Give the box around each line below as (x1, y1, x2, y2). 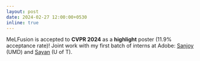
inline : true (6, 20, 39, 25)
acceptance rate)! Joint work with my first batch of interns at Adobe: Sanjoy (6, 42, 194, 49)
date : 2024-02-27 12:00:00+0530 (6, 14, 87, 20)
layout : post (6, 8, 39, 15)
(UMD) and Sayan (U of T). (6, 49, 73, 56)
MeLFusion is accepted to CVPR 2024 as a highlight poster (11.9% (6, 36, 172, 43)
